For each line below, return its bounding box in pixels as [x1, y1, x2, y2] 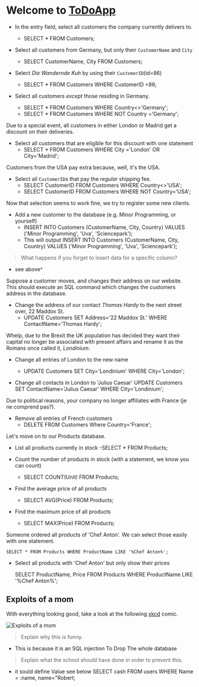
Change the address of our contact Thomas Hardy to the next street [14, 301, 182, 308]
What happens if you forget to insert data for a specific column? [20, 254, 178, 261]
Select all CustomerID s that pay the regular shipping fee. [14, 175, 151, 182]
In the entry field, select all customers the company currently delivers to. [14, 23, 193, 30]
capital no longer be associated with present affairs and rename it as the [6, 338, 184, 345]
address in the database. [6, 290, 67, 297]
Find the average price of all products [14, 485, 107, 492]
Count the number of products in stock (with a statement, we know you [14, 456, 189, 463]
